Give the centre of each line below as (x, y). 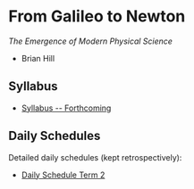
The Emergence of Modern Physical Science (91, 41)
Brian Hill (38, 58)
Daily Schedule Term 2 (63, 175)
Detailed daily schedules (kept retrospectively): (95, 157)
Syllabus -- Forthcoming (66, 108)
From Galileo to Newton (97, 16)
